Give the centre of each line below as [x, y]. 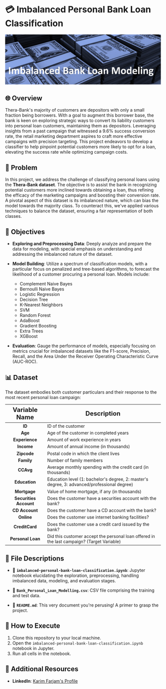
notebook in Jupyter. [33, 648]
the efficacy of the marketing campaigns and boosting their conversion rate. [83, 195]
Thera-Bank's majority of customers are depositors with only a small [75, 110]
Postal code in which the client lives [83, 453]
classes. [14, 216]
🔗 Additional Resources [42, 669]
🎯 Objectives [25, 232]
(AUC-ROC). [25, 362]
